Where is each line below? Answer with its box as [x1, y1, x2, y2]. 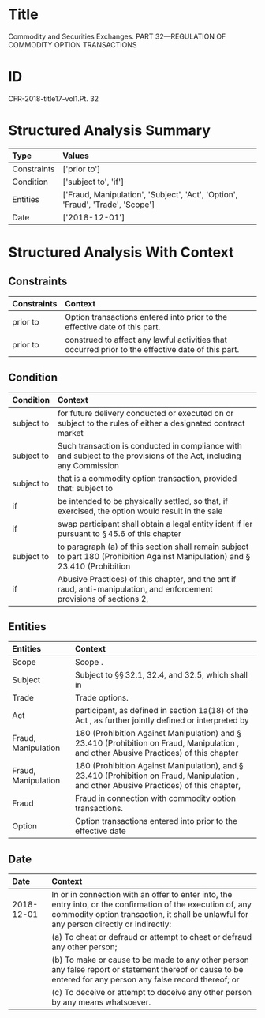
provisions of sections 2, [58, 593, 149, 604]
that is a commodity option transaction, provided [58, 472, 237, 483]
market [58, 427, 84, 438]
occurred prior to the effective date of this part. [65, 344, 240, 355]
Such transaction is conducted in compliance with [58, 440, 242, 451]
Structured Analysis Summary [8, 122, 211, 140]
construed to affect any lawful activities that [65, 334, 227, 345]
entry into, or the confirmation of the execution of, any [51, 899, 252, 910]
